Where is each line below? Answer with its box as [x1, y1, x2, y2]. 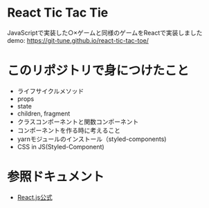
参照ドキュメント [7, 169, 105, 185]
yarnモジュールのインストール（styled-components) [17, 135, 167, 143]
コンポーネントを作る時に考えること [17, 126, 121, 134]
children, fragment [17, 109, 71, 117]
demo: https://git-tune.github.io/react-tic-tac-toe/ [7, 36, 149, 44]
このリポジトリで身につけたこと [7, 63, 190, 79]
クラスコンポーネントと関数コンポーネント [17, 117, 139, 126]
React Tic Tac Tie [7, 5, 109, 21]
